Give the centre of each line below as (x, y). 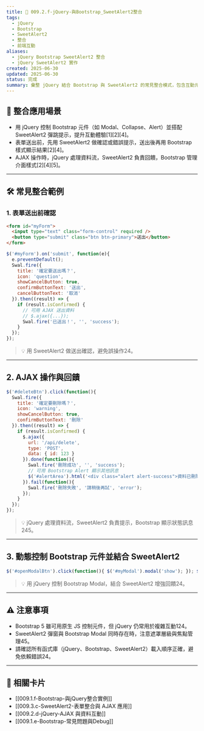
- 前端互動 (24, 46)
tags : (13, 18)
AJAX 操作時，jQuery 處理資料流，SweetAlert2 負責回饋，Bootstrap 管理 (106, 157)
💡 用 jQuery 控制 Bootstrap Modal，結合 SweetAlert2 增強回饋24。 (104, 584)
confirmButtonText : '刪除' (50, 420)
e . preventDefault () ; (38, 259)
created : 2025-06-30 (32, 68)
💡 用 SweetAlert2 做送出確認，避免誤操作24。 (79, 351)
